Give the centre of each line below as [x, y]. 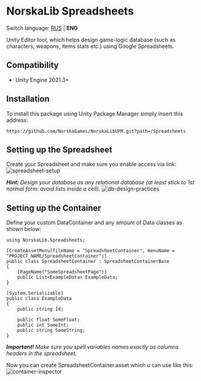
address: [17, 120]
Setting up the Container [54, 208]
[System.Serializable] [35, 293]
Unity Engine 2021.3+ [42, 79]
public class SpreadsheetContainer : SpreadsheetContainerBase [88, 261]
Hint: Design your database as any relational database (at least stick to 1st [101, 183]
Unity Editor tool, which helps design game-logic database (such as [91, 39]
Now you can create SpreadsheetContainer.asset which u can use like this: [100, 365]
